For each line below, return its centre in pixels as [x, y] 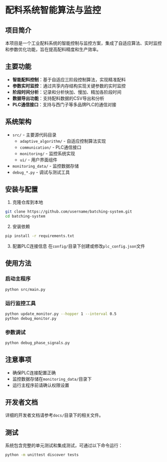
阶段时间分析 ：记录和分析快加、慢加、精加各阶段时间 [67, 92]
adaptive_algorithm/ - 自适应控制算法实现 [63, 141]
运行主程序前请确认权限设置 [41, 385]
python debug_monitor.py [31, 318]
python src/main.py [25, 289]
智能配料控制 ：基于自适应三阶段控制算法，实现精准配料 [69, 79]
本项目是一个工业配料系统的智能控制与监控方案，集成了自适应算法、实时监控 [83, 43]
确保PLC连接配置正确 [34, 373]
